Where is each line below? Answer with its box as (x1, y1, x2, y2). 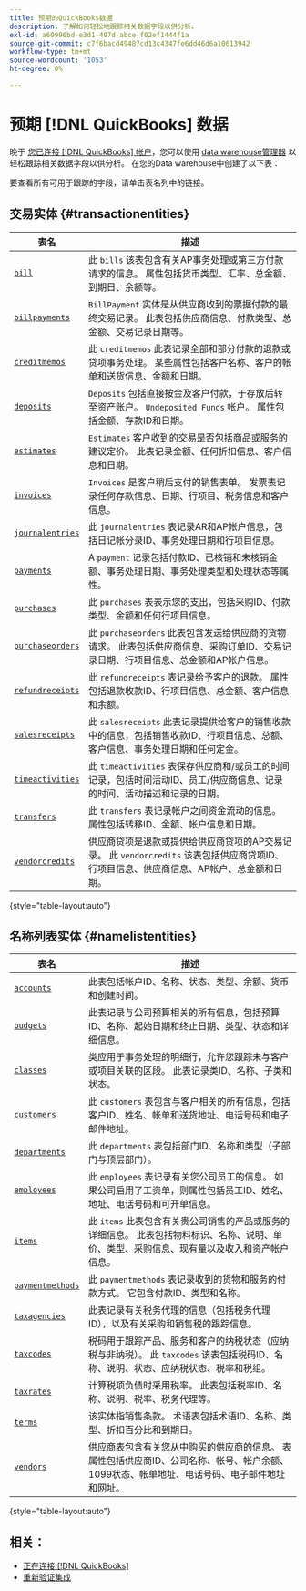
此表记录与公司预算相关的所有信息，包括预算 (87, 1006, 280, 1019)
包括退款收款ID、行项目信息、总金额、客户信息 (87, 684, 290, 697)
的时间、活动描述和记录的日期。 (87, 786, 226, 799)
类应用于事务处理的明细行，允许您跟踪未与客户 (87, 1051, 290, 1064)
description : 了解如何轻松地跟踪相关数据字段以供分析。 (9, 22, 199, 31)
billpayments (14, 312, 71, 322)
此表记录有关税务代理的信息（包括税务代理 (87, 1304, 271, 1316)
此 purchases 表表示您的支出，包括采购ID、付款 (87, 595, 291, 608)
